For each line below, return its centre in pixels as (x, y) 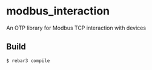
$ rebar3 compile (28, 61)
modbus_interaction (58, 11)
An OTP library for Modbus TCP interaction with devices (76, 28)
